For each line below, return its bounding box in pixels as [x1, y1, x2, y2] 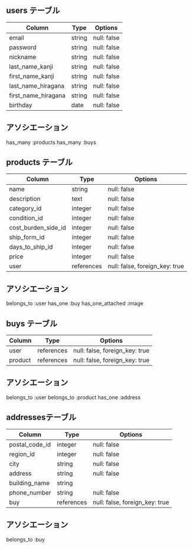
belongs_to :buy [6, 535, 45, 543]
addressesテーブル [6, 412, 77, 422]
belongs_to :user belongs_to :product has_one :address [6, 393, 141, 401]
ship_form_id [9, 233, 45, 242]
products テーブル [6, 158, 73, 168]
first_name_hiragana [9, 91, 66, 99]
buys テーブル [6, 319, 58, 329]
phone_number [9, 488, 51, 496]
